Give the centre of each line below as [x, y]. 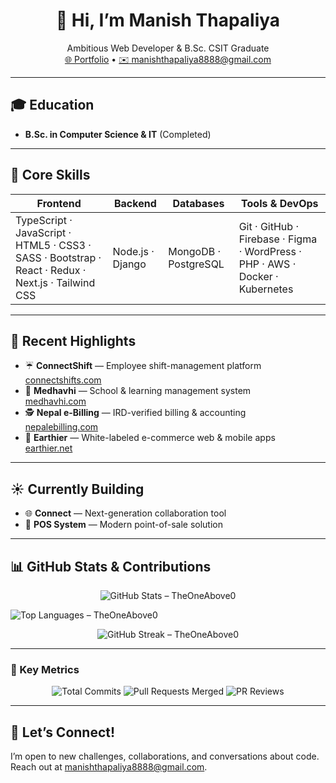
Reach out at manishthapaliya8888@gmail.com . [109, 767]
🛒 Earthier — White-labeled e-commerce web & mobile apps [150, 438]
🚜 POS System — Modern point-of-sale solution [123, 525]
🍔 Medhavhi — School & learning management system [138, 391]
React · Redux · [51, 270]
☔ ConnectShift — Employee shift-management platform [143, 366]
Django [129, 264]
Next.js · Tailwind [55, 282]
